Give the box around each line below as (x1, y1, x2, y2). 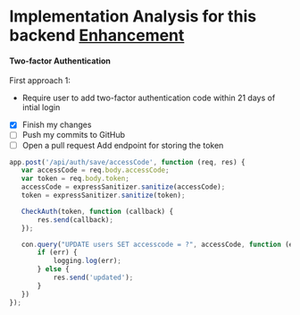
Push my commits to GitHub (21, 130, 125, 140)
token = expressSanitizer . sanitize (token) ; (21, 191, 186, 200)
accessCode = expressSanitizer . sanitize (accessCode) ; (21, 183, 226, 192)
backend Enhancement (9, 25, 185, 46)
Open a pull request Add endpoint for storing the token (21, 140, 224, 150)
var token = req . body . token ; (21, 175, 129, 183)
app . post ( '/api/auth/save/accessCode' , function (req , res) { (9, 157, 246, 166)
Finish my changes (21, 119, 92, 131)
